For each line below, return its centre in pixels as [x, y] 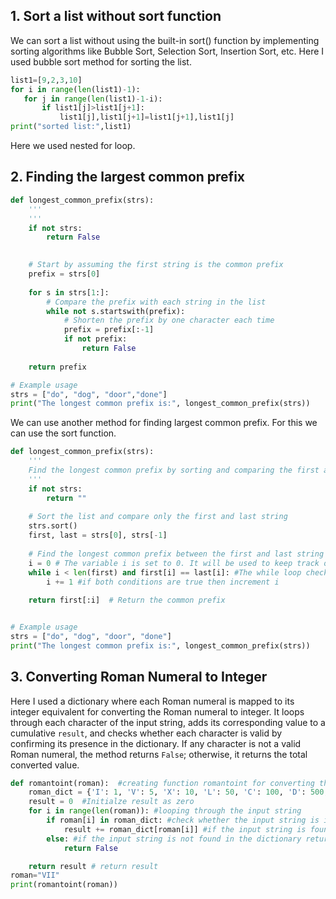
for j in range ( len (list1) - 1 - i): [93, 99]
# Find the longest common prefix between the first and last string [176, 554]
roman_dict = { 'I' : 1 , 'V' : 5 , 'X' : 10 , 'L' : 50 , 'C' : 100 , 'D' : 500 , [178, 792]
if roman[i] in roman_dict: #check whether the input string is [183, 820]
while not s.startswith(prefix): [116, 311]
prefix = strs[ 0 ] [64, 274]
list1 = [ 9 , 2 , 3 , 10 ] [46, 80]
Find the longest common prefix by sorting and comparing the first [174, 470]
